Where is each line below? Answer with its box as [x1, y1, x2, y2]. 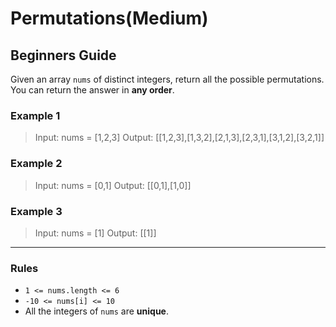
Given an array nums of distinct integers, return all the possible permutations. [10, 73, 325, 85]
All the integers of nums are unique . [24, 305, 169, 317]
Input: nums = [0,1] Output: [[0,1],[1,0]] [34, 179, 192, 191]
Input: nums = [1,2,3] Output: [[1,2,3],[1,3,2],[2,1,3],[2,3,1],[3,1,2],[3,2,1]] [34, 132, 325, 144]
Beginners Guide [10, 47, 117, 64]
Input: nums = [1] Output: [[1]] [34, 227, 157, 239]
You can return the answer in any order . [10, 84, 175, 96]
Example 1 [10, 108, 61, 122]
